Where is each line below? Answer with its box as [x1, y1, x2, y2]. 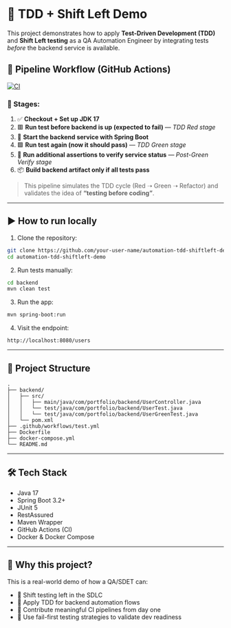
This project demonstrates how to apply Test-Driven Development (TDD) [7, 29, 216, 37]
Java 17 [16, 489, 39, 497]
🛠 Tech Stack [7, 467, 67, 478]
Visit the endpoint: [16, 324, 69, 332]
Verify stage [16, 158, 52, 166]
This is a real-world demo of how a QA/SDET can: [7, 577, 148, 585]
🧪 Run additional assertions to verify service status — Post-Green [16, 151, 208, 159]
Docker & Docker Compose [16, 532, 95, 540]
